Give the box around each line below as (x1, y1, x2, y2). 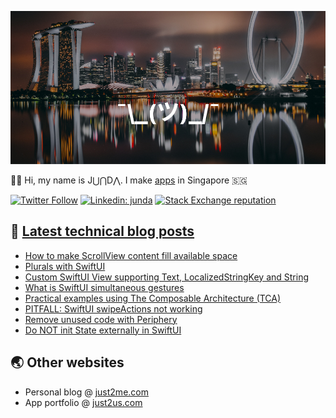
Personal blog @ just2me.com (24, 386, 149, 398)
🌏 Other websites (10, 354, 125, 371)
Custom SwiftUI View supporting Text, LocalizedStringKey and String (24, 271, 310, 283)
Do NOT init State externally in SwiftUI (24, 324, 182, 336)
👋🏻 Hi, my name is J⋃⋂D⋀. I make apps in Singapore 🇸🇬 (10, 174, 248, 186)
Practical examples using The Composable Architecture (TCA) (24, 292, 282, 304)
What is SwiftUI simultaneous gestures (24, 281, 185, 293)
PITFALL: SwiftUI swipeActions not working (24, 302, 203, 315)
